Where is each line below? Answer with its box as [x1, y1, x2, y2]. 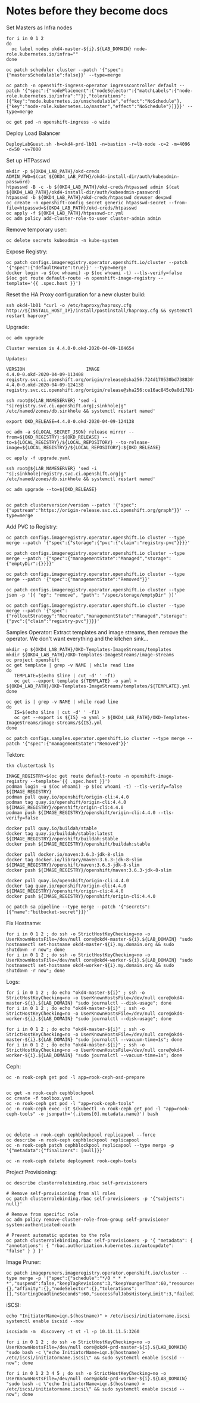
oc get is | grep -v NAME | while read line [6, 699, 118, 705]
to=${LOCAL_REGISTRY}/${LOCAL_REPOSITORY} [6, 439, 113, 446]
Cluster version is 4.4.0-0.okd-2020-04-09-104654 [6, 345, 135, 351]
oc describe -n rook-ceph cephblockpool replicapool [6, 1137, 140, 1143]
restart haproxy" [6, 312, 49, 319]
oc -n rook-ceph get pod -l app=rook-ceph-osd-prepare [6, 1074, 145, 1080]
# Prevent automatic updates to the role [6, 1232, 111, 1238]
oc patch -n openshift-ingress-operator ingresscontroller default [6, 82, 177, 88]
